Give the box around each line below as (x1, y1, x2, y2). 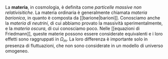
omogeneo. (5, 47, 29, 54)
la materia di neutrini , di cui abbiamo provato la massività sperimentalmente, (5, 20, 163, 26)
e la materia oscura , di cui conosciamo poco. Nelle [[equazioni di (5, 25, 140, 31)
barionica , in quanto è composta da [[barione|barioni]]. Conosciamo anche (5, 15, 160, 20)
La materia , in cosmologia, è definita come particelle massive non (5, 4, 142, 10)
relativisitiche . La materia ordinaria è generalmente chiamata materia (5, 9, 147, 15)
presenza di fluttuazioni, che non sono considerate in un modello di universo (5, 42, 163, 48)
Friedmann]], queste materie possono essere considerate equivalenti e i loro (5, 31, 163, 36)
